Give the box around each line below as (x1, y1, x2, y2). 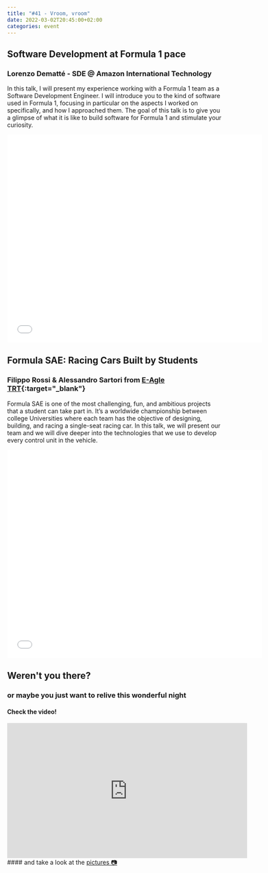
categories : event (7, 23, 60, 30)
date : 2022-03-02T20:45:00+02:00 (7, 16, 103, 23)
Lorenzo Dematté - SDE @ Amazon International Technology (7, 69, 212, 78)
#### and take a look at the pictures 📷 (7, 859, 118, 867)
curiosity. (7, 121, 34, 129)
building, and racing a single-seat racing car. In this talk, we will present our (7, 421, 221, 430)
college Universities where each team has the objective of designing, (7, 414, 202, 422)
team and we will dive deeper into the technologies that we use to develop (7, 428, 217, 436)
